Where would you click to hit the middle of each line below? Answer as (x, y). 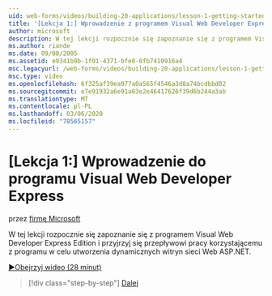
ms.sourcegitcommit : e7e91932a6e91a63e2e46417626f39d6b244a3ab (117, 91)
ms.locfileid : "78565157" (52, 122)
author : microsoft (39, 31)
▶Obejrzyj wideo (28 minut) (55, 267)
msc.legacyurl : (34, 69)
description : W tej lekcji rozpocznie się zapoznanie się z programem (130, 39)
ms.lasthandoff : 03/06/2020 (56, 114)
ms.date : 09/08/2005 (43, 54)
